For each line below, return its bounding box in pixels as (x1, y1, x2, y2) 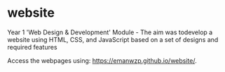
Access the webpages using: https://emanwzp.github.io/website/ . (7, 56, 198, 64)
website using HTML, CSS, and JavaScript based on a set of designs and (7, 35, 219, 43)
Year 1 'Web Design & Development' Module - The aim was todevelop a (7, 28, 213, 36)
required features (7, 43, 57, 51)
